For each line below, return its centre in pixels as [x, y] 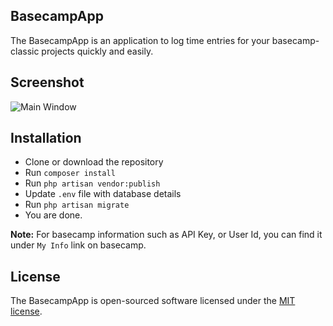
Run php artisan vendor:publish [92, 183]
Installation [46, 138]
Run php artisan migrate [77, 205]
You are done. [53, 215]
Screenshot [47, 82]
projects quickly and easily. [97, 51]
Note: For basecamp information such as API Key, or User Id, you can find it [166, 235]
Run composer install [70, 173]
